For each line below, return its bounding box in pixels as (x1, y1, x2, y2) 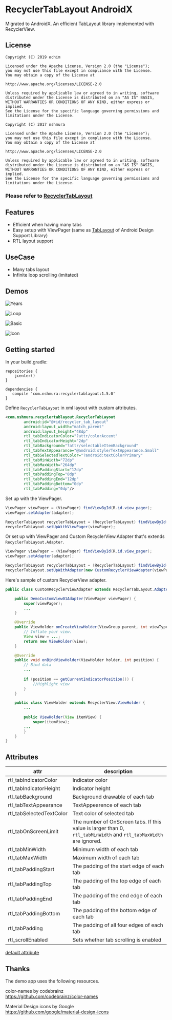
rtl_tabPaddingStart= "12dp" (24, 467, 83, 472)
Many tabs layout (12, 266, 50, 273)
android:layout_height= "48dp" (24, 429, 88, 434)
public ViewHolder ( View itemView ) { (24, 715, 102, 720)
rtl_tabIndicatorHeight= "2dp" (24, 438, 88, 444)
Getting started (5, 345, 55, 354)
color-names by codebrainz (5, 988, 64, 994)
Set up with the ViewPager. (5, 495, 62, 502)
